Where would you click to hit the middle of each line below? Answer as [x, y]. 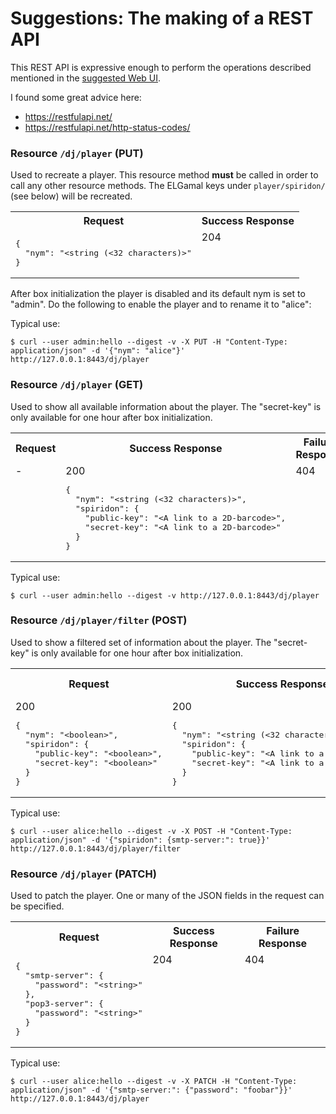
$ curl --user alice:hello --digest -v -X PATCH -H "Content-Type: [154, 1082]
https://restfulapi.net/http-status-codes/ [107, 127]
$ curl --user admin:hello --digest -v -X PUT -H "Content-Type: [149, 342]
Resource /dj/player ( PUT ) [77, 153]
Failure [283, 931]
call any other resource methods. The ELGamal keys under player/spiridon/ [168, 186]
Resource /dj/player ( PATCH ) [83, 874]
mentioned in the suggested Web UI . [86, 78]
